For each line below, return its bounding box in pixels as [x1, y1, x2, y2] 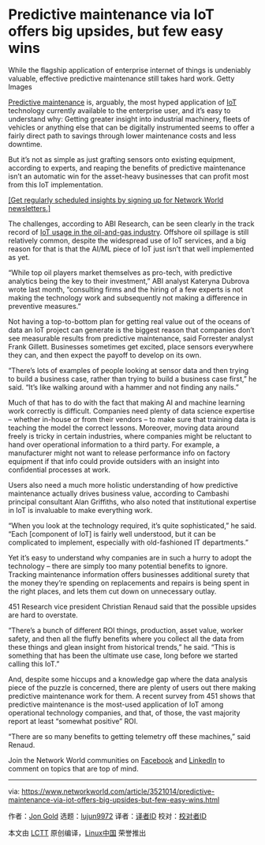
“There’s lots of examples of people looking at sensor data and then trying [8, 365, 249, 375]
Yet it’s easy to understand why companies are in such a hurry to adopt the [8, 553, 252, 562]
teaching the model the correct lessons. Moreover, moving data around [8, 423, 239, 432]
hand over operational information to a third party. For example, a [8, 439, 220, 449]
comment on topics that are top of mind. [8, 764, 140, 773]
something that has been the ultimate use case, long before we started [8, 651, 238, 660]
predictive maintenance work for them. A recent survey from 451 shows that [8, 691, 256, 700]
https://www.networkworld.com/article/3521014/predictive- [21, 787, 215, 796]
